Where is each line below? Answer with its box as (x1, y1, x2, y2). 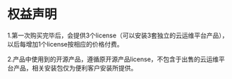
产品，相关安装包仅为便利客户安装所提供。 (13, 63, 138, 72)
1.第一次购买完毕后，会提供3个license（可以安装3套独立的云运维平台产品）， (7, 31, 228, 39)
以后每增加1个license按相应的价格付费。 (7, 39, 123, 48)
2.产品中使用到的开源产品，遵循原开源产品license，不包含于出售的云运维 (7, 54, 219, 63)
